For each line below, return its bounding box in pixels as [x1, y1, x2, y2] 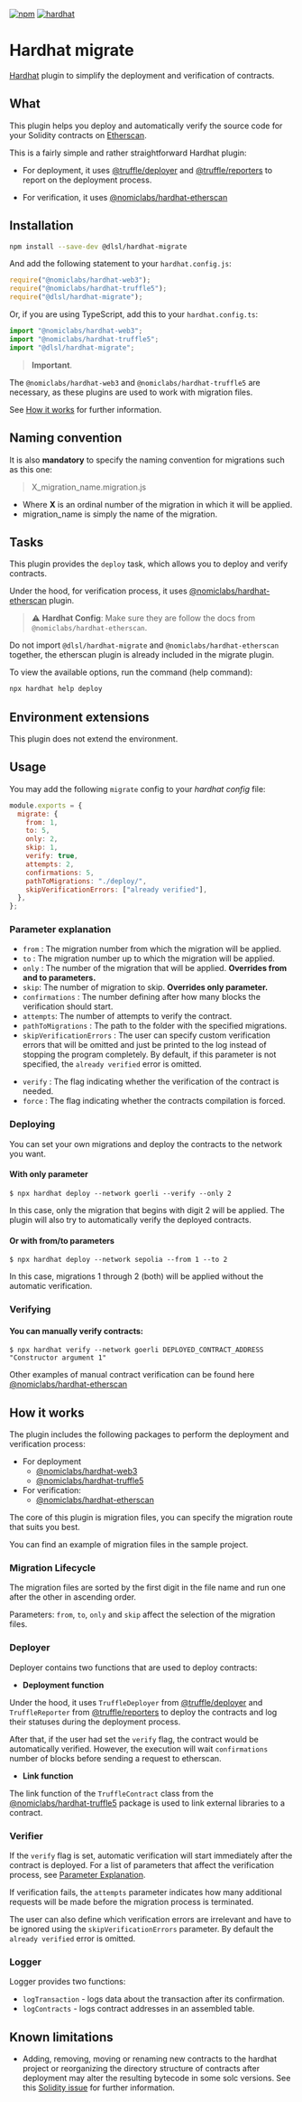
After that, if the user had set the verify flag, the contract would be [9, 1733, 259, 1744]
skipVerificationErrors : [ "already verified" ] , [25, 885, 207, 894]
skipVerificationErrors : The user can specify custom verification [22, 1030, 270, 1041]
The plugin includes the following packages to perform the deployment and [9, 1429, 289, 1440]
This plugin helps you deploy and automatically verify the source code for [9, 120, 283, 131]
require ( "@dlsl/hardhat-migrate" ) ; [9, 293, 143, 302]
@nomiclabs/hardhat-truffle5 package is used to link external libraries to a [9, 1798, 286, 1808]
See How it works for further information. [9, 404, 162, 415]
